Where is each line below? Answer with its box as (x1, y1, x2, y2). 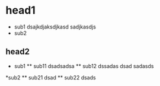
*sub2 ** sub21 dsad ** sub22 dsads (5, 74, 96, 81)
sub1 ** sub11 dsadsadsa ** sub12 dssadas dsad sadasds (14, 62, 154, 69)
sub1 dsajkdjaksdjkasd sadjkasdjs (14, 23, 96, 30)
